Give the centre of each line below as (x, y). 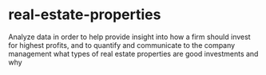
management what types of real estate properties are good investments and (133, 53)
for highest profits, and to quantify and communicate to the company (122, 45)
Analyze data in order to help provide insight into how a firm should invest (129, 37)
